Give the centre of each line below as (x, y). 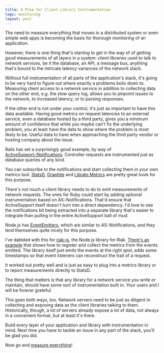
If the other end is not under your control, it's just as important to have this (80, 108)
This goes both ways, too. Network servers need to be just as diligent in (78, 300)
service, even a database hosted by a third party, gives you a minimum (77, 119)
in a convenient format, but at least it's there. (50, 316)
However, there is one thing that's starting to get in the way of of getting (78, 53)
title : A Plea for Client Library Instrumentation (58, 10)
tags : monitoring (23, 14)
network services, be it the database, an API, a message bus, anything (76, 63)
